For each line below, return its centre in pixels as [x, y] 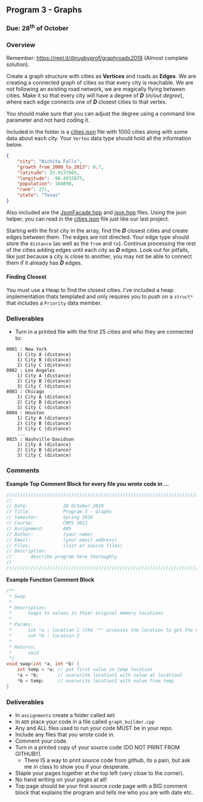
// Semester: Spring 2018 [50, 517]
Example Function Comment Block [50, 579]
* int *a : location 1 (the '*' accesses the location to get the [101, 630]
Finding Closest [27, 277]
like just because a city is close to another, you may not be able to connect [99, 256]
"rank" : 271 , [34, 190]
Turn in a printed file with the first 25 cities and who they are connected [104, 332]
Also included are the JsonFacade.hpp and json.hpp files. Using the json [96, 212]
